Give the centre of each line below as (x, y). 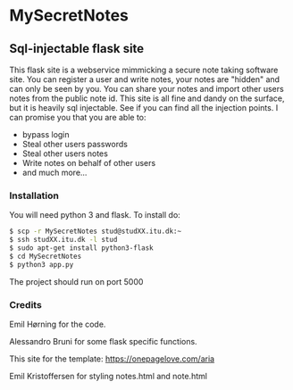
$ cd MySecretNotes (46, 256)
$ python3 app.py (42, 264)
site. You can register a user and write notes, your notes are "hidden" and (144, 79)
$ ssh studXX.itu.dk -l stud (63, 240)
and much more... (54, 172)
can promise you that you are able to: (78, 117)
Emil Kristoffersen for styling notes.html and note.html (109, 376)
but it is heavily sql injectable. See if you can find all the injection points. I (144, 108)
